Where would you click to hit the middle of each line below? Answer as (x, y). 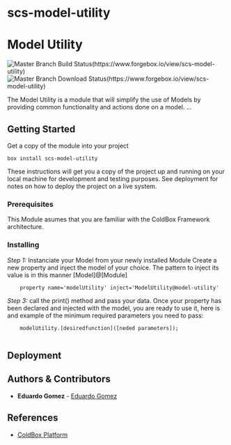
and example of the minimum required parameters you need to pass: (105, 315)
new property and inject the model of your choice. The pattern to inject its (113, 267)
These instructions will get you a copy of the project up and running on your (116, 171)
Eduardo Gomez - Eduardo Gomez (67, 396)
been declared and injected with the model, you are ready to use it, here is (114, 308)
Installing (23, 245)
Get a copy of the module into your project (68, 146)
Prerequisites (30, 204)
